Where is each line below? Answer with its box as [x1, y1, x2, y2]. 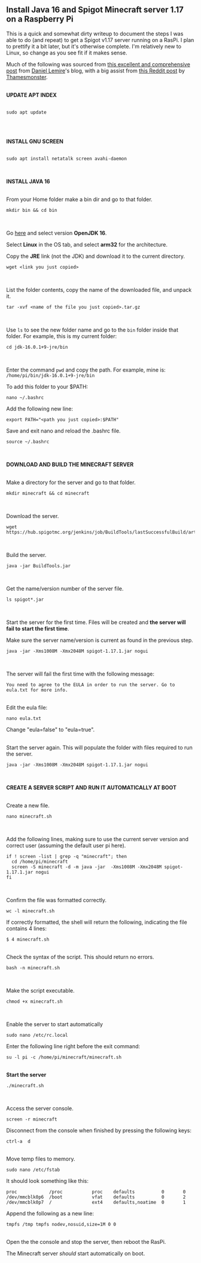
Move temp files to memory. [6, 1155, 75, 1162]
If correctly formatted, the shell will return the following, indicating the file [6, 918, 187, 926]
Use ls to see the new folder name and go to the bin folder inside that [6, 326, 178, 333]
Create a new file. [6, 802, 50, 809]
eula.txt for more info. [6, 687, 68, 693]
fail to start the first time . [6, 625, 69, 632]
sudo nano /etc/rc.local [6, 1032, 68, 1038]
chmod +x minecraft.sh [6, 999, 63, 1005]
